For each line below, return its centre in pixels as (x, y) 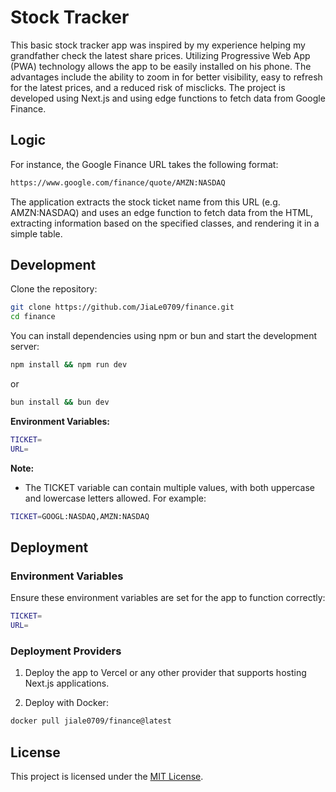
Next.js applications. (67, 683)
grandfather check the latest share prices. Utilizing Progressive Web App (160, 55)
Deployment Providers (66, 651)
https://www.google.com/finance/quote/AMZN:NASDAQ (118, 182)
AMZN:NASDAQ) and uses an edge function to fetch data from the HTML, (162, 212)
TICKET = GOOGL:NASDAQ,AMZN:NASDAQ (80, 516)
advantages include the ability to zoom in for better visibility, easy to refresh (166, 77)
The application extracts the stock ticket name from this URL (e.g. (145, 202)
